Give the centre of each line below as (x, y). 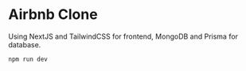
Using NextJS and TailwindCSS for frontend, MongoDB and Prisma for (123, 36)
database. (25, 44)
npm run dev (28, 59)
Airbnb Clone (53, 15)
